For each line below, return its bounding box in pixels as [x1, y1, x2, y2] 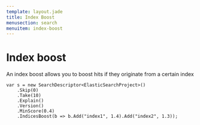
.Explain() [17, 98, 44, 104]
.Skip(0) [17, 87, 39, 93]
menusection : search [6, 20, 58, 26]
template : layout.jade [6, 8, 63, 15]
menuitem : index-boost [6, 25, 63, 32]
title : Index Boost [6, 14, 55, 20]
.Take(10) [17, 93, 42, 99]
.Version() [17, 103, 44, 109]
